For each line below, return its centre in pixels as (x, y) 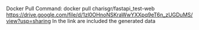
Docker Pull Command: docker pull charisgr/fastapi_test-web (81, 9)
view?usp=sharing (29, 21)
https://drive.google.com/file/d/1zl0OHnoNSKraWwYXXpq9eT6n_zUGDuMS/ (99, 15)
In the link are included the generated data (104, 21)
